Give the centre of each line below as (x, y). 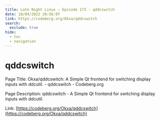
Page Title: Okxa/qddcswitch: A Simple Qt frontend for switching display (78, 79)
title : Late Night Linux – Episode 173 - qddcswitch (60, 10)
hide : (11, 32)
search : (13, 23)
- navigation (23, 41)
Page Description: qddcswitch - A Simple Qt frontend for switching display (80, 94)
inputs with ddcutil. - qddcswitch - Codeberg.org (54, 84)
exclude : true (24, 28)
